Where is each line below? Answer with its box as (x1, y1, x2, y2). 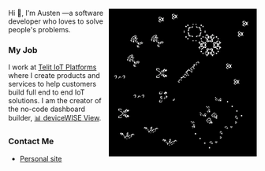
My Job (8, 44, 38, 55)
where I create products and (8, 71, 100, 80)
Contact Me (8, 136, 54, 147)
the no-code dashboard (8, 104, 85, 114)
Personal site (19, 154, 62, 163)
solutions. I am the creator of (8, 96, 102, 106)
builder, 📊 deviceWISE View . (8, 113, 102, 123)
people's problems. (8, 25, 71, 34)
